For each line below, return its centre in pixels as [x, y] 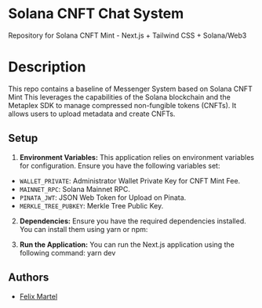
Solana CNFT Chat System [96, 14]
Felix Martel [38, 296]
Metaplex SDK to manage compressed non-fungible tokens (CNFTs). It [122, 105]
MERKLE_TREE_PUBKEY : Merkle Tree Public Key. [91, 205]
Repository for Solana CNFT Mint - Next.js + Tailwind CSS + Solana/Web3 [127, 35]
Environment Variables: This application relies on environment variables [137, 157]
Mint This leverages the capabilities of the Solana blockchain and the [120, 97]
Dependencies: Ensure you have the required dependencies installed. [133, 221]
